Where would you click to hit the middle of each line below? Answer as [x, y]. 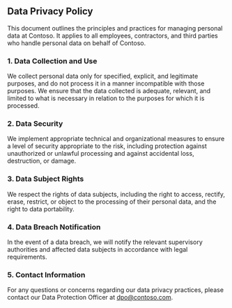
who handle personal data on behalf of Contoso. [77, 43]
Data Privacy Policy [50, 11]
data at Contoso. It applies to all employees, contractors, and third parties [113, 35]
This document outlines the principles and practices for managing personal [115, 28]
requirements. [27, 257]
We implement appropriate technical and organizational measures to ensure [116, 139]
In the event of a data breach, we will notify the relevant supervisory [105, 242]
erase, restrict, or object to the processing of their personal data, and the [112, 202]
